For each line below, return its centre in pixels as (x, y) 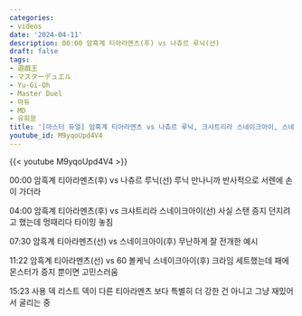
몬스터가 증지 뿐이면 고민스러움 (64, 272)
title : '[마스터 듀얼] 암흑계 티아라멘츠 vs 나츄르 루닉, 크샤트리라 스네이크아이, (144, 128)
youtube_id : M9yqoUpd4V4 (56, 136)
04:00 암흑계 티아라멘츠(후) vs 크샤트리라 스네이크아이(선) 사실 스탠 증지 (138, 210)
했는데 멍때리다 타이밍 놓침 (66, 222)
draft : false (34, 52)
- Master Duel (36, 93)
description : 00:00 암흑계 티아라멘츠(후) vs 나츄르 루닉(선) (114, 43)
